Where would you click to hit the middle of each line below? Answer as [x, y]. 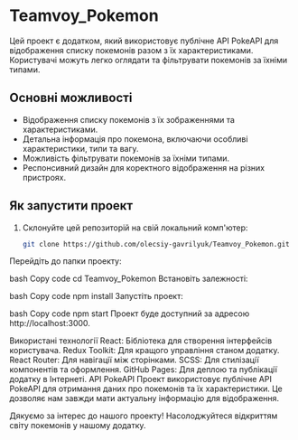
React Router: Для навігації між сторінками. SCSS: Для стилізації [134, 360]
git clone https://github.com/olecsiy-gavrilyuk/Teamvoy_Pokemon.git [156, 244]
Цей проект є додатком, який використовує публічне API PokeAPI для [144, 41]
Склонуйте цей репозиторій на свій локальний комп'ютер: [135, 228]
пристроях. [44, 177]
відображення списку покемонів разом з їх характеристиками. [131, 50]
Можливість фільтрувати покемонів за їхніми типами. [126, 158]
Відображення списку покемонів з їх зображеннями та [128, 119]
